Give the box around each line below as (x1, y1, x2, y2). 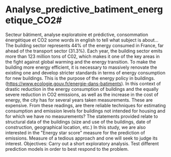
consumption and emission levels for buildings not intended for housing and (5, 108, 165, 114)
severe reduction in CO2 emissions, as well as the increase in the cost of (5, 91, 159, 97)
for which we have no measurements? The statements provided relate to (5, 113, 158, 119)
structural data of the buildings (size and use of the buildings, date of (5, 119, 151, 125)
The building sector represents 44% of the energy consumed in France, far (5, 42, 164, 48)
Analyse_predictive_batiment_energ (5, 4, 163, 15)
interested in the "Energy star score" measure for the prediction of (5, 129, 145, 135)
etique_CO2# (5, 14, 62, 26)
